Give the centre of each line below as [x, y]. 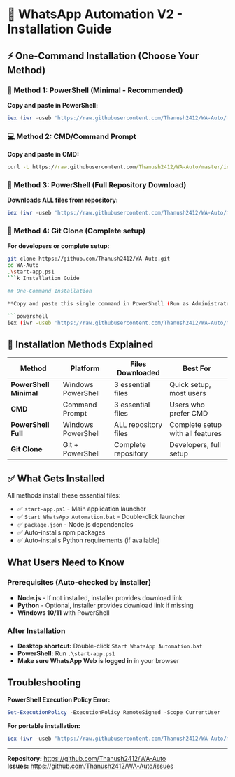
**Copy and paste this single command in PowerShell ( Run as [98, 303]
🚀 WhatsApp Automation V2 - [95, 14]
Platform [85, 368]
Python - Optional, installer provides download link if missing [105, 605]
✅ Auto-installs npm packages [61, 532]
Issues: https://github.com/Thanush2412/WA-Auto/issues [90, 766]
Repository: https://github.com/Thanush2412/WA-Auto [87, 758]
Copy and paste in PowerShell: [53, 105]
